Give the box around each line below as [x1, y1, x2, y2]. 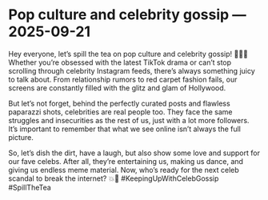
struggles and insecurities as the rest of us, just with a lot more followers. [8, 115, 250, 125]
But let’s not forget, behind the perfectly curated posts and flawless [8, 98, 230, 108]
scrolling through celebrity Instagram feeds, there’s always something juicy [8, 66, 256, 75]
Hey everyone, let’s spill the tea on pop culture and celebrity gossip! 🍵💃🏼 [8, 49, 248, 58]
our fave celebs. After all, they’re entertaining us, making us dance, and [8, 156, 244, 166]
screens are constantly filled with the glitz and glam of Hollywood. [8, 82, 226, 93]
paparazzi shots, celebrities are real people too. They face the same [8, 106, 233, 117]
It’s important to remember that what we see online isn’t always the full [8, 124, 242, 134]
